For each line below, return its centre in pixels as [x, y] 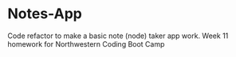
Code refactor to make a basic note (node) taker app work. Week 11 [118, 36]
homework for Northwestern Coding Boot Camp [86, 44]
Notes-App [45, 14]
